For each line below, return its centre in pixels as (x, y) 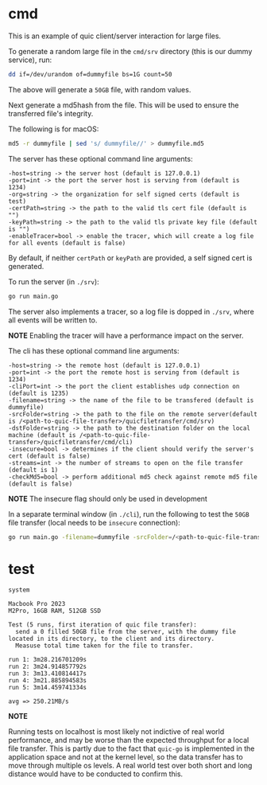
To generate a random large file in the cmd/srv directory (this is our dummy (130, 51)
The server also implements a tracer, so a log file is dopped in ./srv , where (131, 311)
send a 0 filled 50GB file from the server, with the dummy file (126, 632)
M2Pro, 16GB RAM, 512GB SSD (55, 611)
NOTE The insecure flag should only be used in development (108, 498)
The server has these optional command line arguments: (101, 158)
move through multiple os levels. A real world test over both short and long (130, 766)
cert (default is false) (49, 456)
